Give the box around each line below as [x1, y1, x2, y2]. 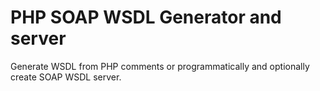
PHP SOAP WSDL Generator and [10, 6, 282, 29]
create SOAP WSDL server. [10, 71, 122, 83]
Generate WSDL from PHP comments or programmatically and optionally [10, 60, 310, 72]
